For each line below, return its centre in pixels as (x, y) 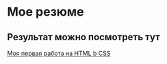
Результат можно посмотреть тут (84, 37)
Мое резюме (46, 12)
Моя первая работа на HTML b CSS (59, 53)
